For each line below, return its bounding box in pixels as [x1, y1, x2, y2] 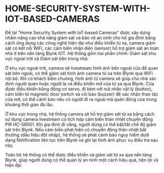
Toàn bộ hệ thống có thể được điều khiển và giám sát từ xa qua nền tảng [5, 151, 152, 157]
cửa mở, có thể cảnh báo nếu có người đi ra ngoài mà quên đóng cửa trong [5, 96, 157, 102]
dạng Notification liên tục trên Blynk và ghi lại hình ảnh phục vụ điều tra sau [5, 137, 158, 143]
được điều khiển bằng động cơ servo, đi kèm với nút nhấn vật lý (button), [5, 86, 153, 92]
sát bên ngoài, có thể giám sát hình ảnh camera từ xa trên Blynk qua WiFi [5, 70, 153, 76]
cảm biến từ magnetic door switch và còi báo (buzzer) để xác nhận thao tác [5, 91, 159, 97]
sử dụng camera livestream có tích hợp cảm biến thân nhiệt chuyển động [5, 116, 153, 122]
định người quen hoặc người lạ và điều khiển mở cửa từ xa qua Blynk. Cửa [5, 80, 155, 86]
